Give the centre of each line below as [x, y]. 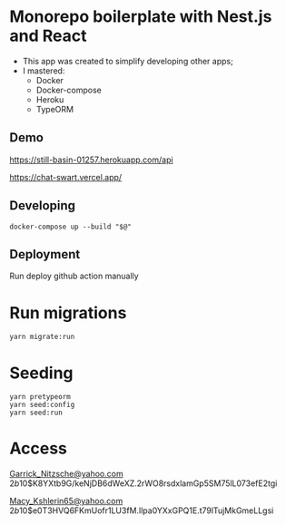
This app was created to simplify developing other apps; [128, 61]
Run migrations [68, 312]
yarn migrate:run [42, 337]
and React [48, 36]
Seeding [42, 373]
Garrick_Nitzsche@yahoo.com [67, 474]
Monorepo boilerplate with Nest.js [141, 17]
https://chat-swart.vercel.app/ [66, 177]
